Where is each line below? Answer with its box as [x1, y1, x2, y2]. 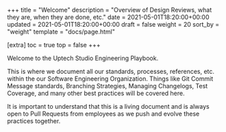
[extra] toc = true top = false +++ [7, 41, 101, 49]
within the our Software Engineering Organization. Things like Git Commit [7, 75, 214, 83]
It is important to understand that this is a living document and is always [7, 103, 210, 110]
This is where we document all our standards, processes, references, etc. [7, 68, 214, 75]
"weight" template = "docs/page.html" [7, 27, 115, 36]
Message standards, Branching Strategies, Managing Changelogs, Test [7, 82, 208, 90]
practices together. [7, 117, 61, 125]
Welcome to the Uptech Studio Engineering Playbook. [7, 54, 159, 62]
